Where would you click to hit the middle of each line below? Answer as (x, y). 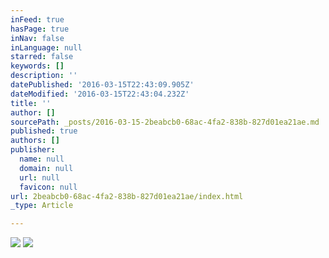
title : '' (31, 103)
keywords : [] (37, 66)
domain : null (46, 168)
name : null (42, 159)
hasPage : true (40, 29)
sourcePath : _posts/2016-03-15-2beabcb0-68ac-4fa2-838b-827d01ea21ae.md (165, 122)
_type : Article (42, 206)
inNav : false (37, 38)
